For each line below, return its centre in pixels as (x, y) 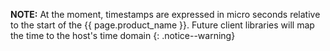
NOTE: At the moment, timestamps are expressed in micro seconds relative (165, 14)
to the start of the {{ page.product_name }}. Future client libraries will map (162, 25)
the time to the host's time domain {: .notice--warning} (123, 35)
